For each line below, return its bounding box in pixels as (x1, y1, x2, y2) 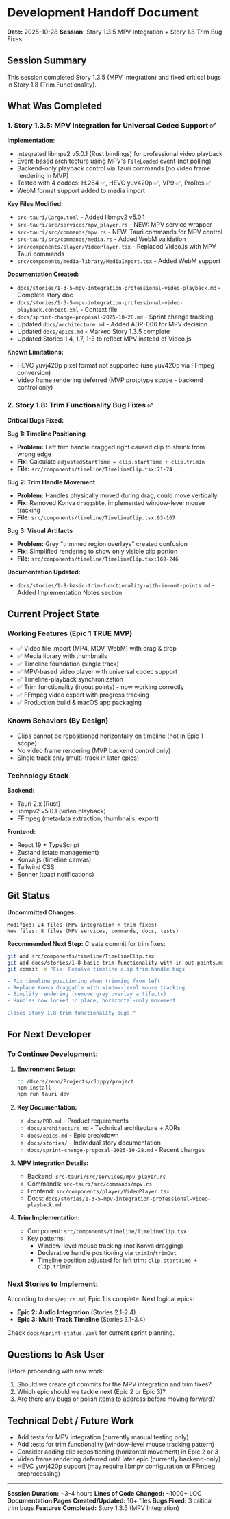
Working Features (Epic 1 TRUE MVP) (7, 629, 133, 638)
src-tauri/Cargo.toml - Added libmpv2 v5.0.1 (16, 213, 145, 221)
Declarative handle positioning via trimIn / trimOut (37, 1249, 177, 1257)
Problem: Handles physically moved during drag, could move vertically (16, 491, 218, 499)
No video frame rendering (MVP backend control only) (16, 746, 171, 754)
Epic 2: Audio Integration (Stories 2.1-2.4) (16, 1308, 136, 1316)
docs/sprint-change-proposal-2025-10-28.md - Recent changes (27, 1146, 205, 1154)
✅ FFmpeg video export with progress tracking (16, 690, 149, 699)
